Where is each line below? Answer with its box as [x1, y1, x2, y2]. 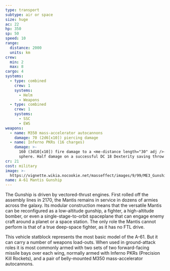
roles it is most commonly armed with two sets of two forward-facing [5, 245, 149, 251]
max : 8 [10, 64, 24, 69]
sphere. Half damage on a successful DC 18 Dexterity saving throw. [18, 154, 166, 159]
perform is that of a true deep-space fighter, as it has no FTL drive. [5, 224, 145, 230]
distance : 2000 [10, 45, 42, 50]
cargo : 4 [5, 69, 24, 74]
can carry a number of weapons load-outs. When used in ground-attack [5, 239, 156, 246]
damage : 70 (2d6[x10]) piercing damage [14, 135, 99, 140]
